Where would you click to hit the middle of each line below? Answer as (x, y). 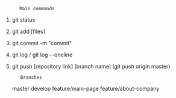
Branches (31, 78)
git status (24, 20)
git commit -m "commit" (42, 43)
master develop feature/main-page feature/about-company (86, 88)
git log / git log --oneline (42, 55)
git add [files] (28, 31)
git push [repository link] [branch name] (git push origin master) (91, 66)
